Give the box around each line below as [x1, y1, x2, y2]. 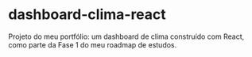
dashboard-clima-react [8, 6, 167, 24]
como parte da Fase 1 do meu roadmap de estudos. [8, 40, 177, 49]
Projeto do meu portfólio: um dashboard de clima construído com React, [8, 32, 245, 41]
